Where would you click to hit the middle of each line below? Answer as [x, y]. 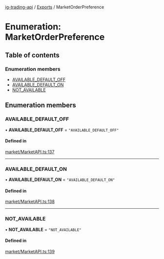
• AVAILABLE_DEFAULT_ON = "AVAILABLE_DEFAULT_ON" [60, 179]
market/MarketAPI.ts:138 [30, 201]
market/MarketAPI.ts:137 [30, 152]
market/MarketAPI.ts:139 [30, 251]
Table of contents [32, 55]
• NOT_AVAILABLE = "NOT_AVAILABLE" [43, 229]
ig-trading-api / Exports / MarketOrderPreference [55, 7]
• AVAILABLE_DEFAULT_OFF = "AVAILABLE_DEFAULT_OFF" [62, 130]
